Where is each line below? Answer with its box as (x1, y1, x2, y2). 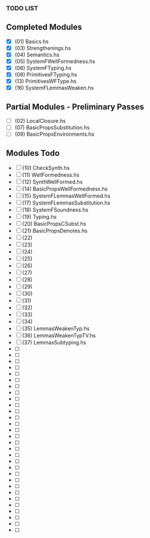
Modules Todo (6, 148, 60, 158)
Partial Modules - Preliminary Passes (6, 102, 144, 112)
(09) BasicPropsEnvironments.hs (14, 131, 95, 138)
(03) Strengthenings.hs (14, 44, 71, 51)
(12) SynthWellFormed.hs (22, 178, 83, 186)
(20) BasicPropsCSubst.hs (22, 220, 86, 228)
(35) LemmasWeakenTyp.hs (22, 325, 90, 332)
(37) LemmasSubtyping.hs (22, 339, 86, 346)
